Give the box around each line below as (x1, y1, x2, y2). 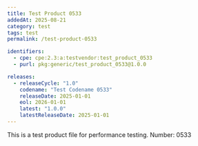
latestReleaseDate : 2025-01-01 (19, 112, 110, 119)
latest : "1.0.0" (19, 105, 67, 112)
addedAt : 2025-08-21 (7, 17, 67, 23)
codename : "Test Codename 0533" (19, 86, 112, 93)
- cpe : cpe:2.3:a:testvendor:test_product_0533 (13, 54, 153, 62)
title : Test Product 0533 (7, 10, 81, 17)
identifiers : (7, 48, 45, 55)
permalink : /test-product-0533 (7, 36, 97, 43)
